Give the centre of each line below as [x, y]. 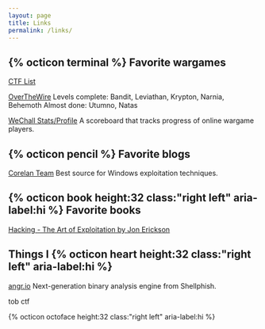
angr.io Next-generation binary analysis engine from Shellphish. [112, 285]
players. [21, 129]
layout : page [30, 15]
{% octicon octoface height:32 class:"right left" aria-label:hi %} [112, 316]
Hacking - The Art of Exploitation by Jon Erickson [89, 229]
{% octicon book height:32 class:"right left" [120, 198]
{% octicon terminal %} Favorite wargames [117, 62]
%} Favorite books [94, 210]
